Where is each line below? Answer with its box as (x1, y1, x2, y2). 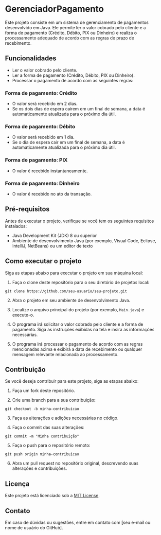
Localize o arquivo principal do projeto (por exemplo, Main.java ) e (12, 306, 144, 312)
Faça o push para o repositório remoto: (12, 443, 90, 448)
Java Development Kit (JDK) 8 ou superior (12, 232, 97, 238)
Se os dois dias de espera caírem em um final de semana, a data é (12, 106, 145, 112)
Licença (5, 480, 30, 488)
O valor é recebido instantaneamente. (12, 168, 88, 174)
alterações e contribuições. (12, 465, 67, 471)
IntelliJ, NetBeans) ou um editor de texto (12, 243, 93, 249)
